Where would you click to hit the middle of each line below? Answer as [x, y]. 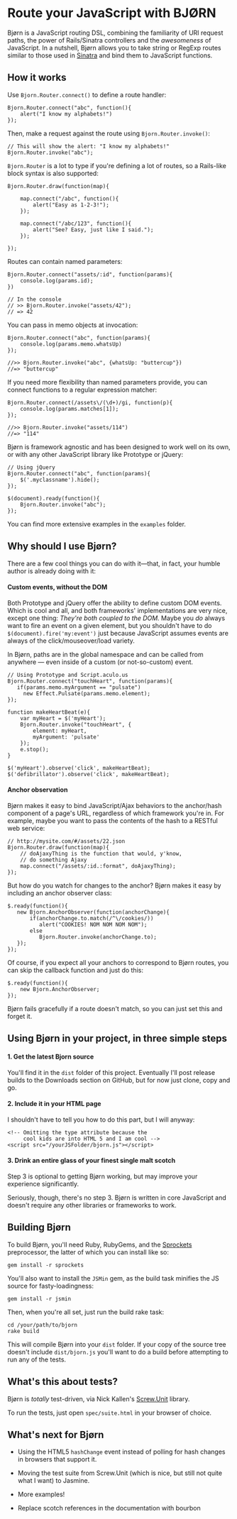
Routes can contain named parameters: [65, 261]
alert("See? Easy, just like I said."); [93, 230]
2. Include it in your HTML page [54, 1104]
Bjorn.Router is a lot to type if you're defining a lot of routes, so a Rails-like [117, 165]
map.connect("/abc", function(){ [70, 199]
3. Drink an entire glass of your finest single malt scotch [92, 1161]
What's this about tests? [63, 1382]
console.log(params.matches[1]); [70, 409]
